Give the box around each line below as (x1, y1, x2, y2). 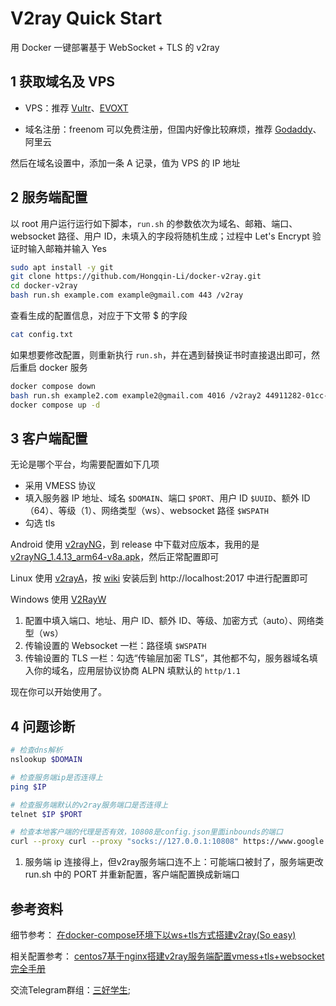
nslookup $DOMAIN (10, 755, 83, 765)
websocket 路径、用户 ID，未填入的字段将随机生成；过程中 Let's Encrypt (10, 230, 310, 242)
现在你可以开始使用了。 (10, 686, 107, 698)
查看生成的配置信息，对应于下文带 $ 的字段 (10, 310, 188, 322)
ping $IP (10, 782, 47, 792)
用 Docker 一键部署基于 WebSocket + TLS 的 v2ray (10, 41, 220, 53)
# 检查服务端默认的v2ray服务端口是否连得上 (10, 800, 169, 810)
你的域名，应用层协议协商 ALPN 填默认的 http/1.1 (33, 665, 241, 677)
